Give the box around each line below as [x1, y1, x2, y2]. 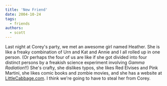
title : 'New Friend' [5, 7, 48, 12]
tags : [5, 16, 16, 21]
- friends [9, 21, 30, 26]
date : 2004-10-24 [5, 12, 41, 17]
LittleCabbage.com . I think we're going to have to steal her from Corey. [5, 75, 151, 81]
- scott [9, 30, 26, 35]
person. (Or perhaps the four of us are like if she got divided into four [5, 54, 147, 60]
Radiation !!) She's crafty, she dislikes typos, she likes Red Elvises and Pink [5, 65, 159, 71]
